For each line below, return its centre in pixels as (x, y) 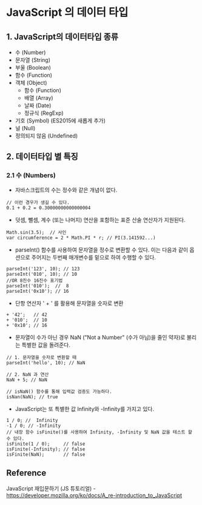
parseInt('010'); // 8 (38, 286)
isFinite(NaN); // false (46, 454)
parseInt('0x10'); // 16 (38, 291)
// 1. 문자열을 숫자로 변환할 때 (42, 357)
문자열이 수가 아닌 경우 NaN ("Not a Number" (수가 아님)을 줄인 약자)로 (100, 337)
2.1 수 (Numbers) (31, 175)
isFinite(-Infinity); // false (46, 449)
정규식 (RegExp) (44, 113)
